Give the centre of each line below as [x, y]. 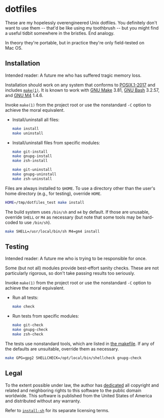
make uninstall [28, 133]
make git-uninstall [32, 170]
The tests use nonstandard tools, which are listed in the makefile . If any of [80, 344]
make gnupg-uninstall [34, 174]
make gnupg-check [30, 330]
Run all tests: [25, 298]
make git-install [30, 152]
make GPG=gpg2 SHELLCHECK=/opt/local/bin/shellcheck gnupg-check [73, 358]
